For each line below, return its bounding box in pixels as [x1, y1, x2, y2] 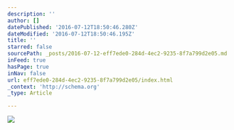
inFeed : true [7, 57, 46, 64]
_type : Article [7, 90, 53, 97]
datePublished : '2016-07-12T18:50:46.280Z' [7, 23, 139, 31]
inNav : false [7, 70, 46, 77]
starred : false [7, 43, 53, 50]
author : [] [7, 17, 40, 24]
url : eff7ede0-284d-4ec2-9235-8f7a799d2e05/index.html [7, 76, 174, 84]
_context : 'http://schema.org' [7, 83, 100, 90]
